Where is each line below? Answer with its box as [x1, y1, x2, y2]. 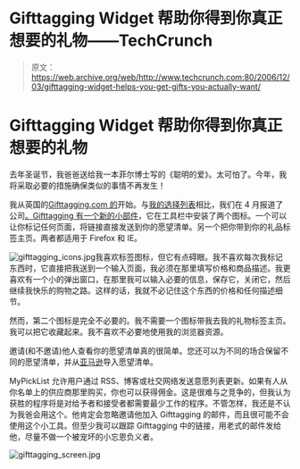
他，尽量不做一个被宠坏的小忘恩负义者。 [9, 431, 158, 442]
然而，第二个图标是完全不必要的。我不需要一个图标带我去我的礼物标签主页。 [9, 314, 291, 326]
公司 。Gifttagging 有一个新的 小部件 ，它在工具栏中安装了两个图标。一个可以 [9, 210, 287, 221]
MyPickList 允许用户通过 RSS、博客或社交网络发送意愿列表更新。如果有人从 [9, 375, 288, 386]
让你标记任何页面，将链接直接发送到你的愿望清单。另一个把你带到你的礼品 [9, 221, 283, 232]
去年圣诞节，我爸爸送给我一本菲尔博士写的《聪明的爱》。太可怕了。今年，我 [9, 169, 287, 180]
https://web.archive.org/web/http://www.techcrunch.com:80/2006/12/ [30, 71, 290, 82]
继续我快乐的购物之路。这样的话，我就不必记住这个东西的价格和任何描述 [9, 285, 275, 296]
